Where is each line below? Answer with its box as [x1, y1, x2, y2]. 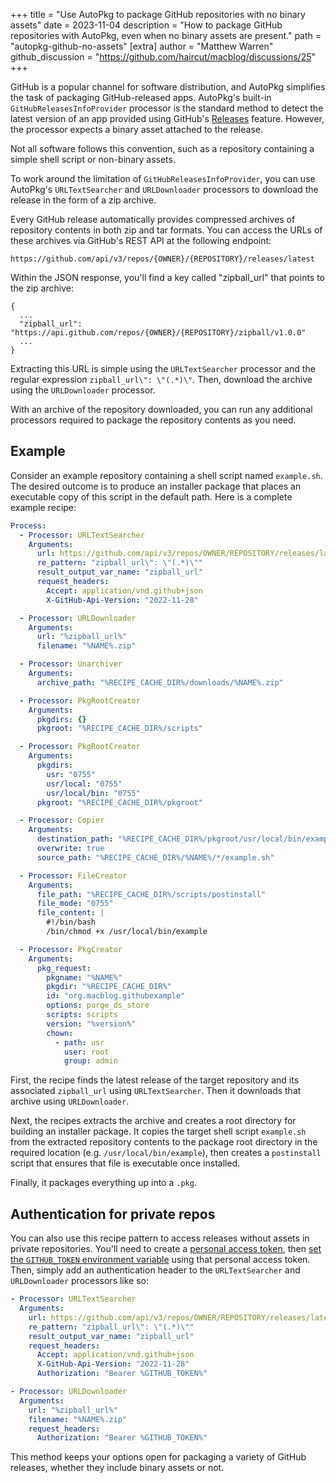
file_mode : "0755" [36, 899, 114, 909]
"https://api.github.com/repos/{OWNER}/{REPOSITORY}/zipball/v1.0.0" [10, 328, 307, 338]
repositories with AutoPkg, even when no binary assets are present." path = [10, 30, 322, 41]
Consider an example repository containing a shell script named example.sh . [10, 469, 323, 481]
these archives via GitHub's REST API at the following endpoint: [10, 235, 272, 246]
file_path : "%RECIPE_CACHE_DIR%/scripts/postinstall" [36, 889, 267, 899]
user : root [63, 1047, 110, 1057]
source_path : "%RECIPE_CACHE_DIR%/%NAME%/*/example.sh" [36, 852, 275, 863]
